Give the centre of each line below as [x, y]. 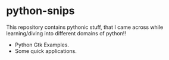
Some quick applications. [46, 51]
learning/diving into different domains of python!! [66, 33]
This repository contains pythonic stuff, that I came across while [85, 27]
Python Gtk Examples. [42, 45]
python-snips [40, 11]
